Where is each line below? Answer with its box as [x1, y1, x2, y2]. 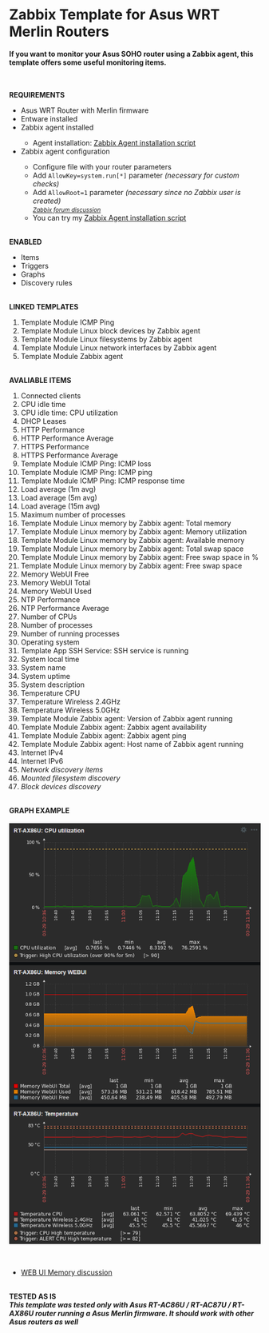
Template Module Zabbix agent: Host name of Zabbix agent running [20, 739, 244, 748]
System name [20, 662, 66, 672]
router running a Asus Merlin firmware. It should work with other [35, 1308, 255, 1318]
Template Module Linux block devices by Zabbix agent [20, 325, 200, 335]
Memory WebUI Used [20, 586, 93, 596]
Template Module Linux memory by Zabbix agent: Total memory [20, 518, 231, 528]
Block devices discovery [20, 781, 101, 791]
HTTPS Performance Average [20, 450, 119, 460]
